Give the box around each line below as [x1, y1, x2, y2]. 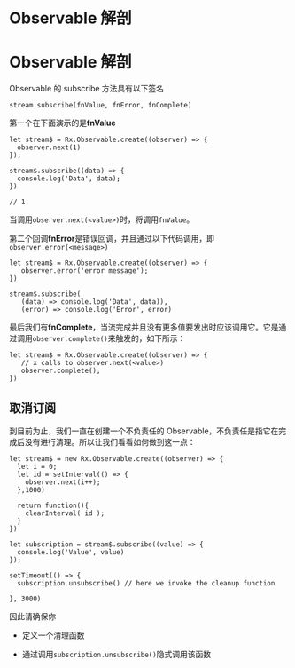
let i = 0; [17, 462, 58, 471]
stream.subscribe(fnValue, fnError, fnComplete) [9, 101, 192, 110]
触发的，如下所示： [115, 333, 186, 344]
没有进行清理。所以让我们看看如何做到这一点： [24, 436, 196, 447]
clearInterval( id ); [25, 508, 105, 518]
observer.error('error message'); [20, 266, 149, 275]
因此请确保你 [9, 610, 56, 622]
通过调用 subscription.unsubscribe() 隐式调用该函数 [21, 648, 211, 659]
